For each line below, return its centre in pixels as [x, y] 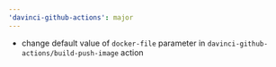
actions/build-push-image [70, 53]
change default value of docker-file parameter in [113, 43]
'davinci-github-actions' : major [71, 17]
